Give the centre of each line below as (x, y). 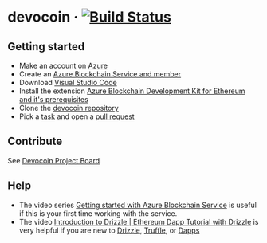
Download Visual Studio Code (68, 82)
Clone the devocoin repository (69, 108)
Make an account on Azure (63, 65)
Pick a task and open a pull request (77, 116)
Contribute (35, 141)
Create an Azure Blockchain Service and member (100, 74)
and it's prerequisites (53, 99)
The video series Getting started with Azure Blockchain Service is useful (137, 205)
